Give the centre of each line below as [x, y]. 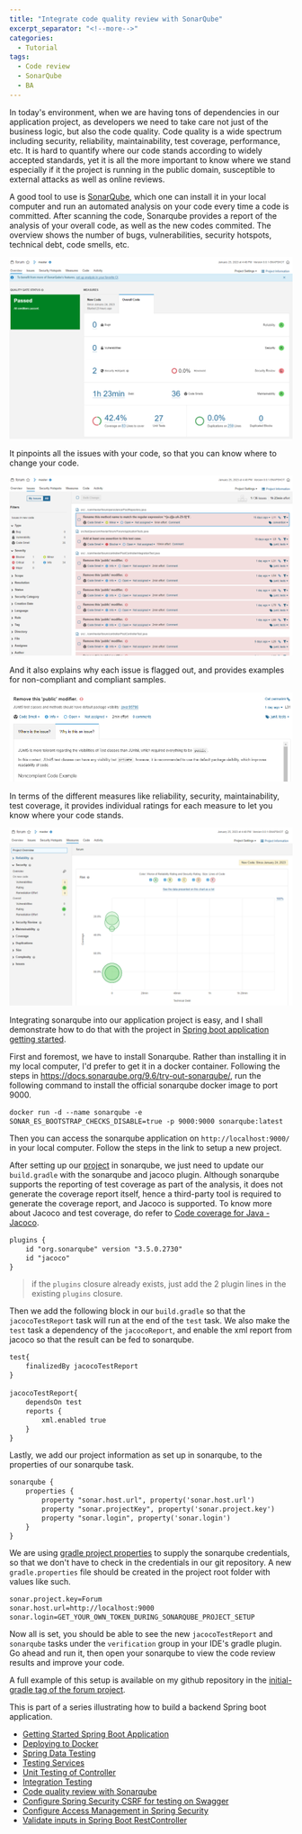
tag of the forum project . [80, 1690]
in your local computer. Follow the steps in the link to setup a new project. [146, 1148]
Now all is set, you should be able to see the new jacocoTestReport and [141, 1634]
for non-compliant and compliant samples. [88, 680]
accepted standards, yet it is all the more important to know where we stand [150, 160]
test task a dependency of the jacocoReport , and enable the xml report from [151, 1330]
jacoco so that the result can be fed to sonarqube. [102, 1340]
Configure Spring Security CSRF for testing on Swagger [125, 1802]
